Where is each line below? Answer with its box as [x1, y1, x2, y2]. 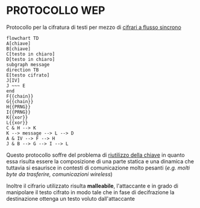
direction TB [6, 67, 39, 73]
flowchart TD [6, 35, 39, 41]
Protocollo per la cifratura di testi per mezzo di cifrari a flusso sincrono [6, 24, 182, 31]
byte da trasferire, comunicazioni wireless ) [6, 170, 113, 178]
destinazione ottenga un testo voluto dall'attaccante [6, 195, 136, 202]
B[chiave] [6, 46, 31, 52]
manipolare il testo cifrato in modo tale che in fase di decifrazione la [6, 188, 175, 196]
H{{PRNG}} [6, 104, 31, 110]
